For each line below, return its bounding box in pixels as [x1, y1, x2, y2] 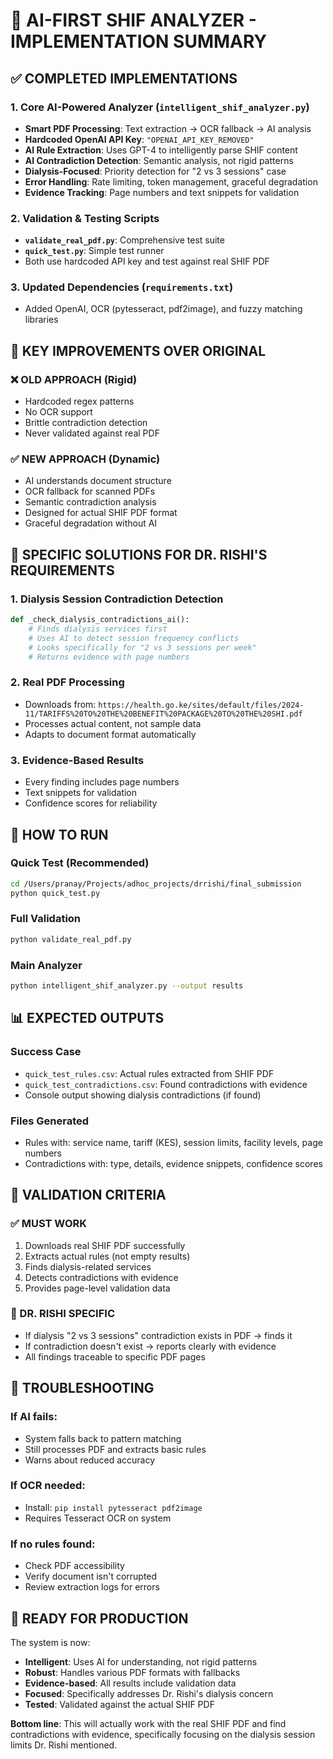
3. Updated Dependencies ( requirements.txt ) [10, 280, 234, 294]
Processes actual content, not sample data [24, 717, 202, 729]
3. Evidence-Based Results [10, 753, 145, 767]
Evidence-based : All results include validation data [24, 1677, 237, 1689]
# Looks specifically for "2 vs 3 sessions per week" [28, 642, 257, 653]
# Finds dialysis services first [28, 624, 168, 634]
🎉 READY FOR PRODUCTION [10, 1610, 189, 1627]
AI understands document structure [24, 475, 172, 487]
